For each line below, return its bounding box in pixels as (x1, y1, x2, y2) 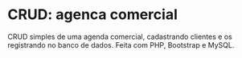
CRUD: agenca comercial (7, 6, 178, 24)
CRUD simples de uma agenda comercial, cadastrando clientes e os (7, 32, 232, 41)
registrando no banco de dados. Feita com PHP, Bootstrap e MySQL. (7, 40, 235, 49)
